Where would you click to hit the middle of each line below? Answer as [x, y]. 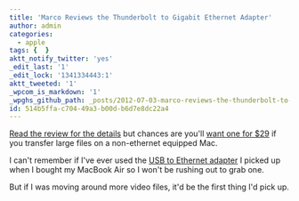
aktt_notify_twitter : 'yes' [61, 59]
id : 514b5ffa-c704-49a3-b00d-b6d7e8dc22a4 [89, 109]
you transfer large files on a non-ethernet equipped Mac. [113, 143]
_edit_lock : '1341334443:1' [61, 76]
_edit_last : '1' [39, 68]
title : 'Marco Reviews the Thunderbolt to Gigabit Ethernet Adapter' [141, 17]
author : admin [36, 26]
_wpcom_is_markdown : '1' [55, 92]
